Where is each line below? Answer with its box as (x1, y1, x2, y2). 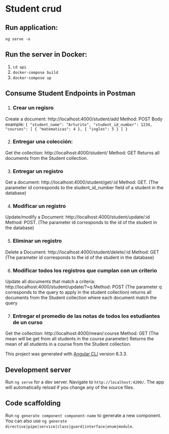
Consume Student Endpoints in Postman (5, 89, 136, 98)
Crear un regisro (12, 104, 54, 111)
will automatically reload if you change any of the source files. (5, 384, 135, 390)
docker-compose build (12, 70, 58, 75)
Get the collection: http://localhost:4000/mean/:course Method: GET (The (5, 330, 159, 336)
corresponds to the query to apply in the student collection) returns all (5, 289, 152, 295)
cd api (12, 64, 27, 70)
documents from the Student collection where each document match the (5, 294, 157, 300)
